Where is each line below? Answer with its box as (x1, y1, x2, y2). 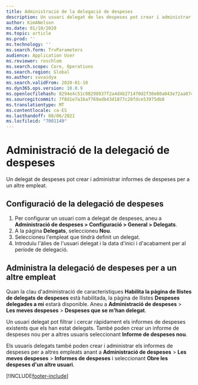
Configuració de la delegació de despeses (6, 199, 164, 209)
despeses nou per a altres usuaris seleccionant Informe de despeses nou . (6, 331, 187, 338)
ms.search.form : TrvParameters (6, 47, 83, 53)
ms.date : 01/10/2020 (6, 25, 57, 31)
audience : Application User (6, 52, 75, 58)
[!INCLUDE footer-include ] (6, 372, 69, 379)
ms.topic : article (6, 31, 51, 37)
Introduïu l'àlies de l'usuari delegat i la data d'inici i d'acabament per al (14, 239, 186, 246)
